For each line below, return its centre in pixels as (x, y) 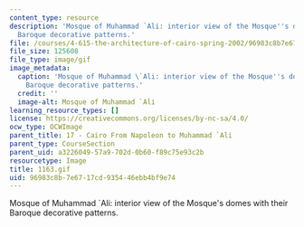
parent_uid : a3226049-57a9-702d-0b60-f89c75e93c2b (107, 152)
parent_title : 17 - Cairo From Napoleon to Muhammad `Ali (121, 136)
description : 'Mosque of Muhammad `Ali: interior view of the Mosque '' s (149, 26)
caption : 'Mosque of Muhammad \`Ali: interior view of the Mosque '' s (151, 77)
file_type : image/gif (50, 60)
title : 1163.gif (40, 169)
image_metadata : (40, 69)
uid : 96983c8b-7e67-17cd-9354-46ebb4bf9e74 (93, 177)
